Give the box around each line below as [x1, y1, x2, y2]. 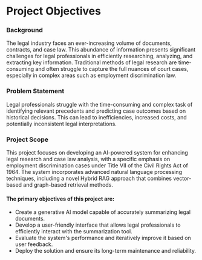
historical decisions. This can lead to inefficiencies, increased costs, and [6, 113, 187, 121]
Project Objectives [6, 4, 102, 18]
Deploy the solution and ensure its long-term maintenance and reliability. [15, 247, 197, 255]
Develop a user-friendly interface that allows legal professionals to [15, 221, 181, 228]
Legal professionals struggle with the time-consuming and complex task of [6, 101, 193, 108]
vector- [173, 175, 192, 182]
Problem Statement [6, 87, 65, 95]
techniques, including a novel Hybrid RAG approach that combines [6, 175, 172, 182]
